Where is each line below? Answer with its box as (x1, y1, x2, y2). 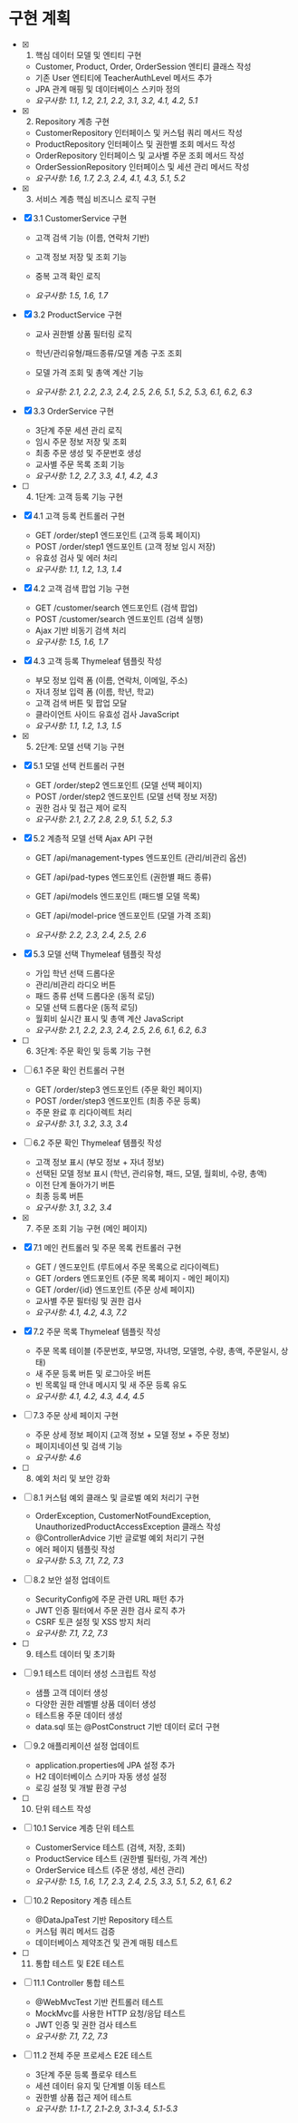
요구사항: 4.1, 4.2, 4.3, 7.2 (34, 1307, 128, 1318)
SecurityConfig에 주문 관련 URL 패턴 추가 (34, 1593, 185, 1604)
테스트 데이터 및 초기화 (34, 1648, 116, 1660)
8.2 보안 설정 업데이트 (33, 1574, 111, 1585)
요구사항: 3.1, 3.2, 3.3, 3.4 (34, 1117, 129, 1129)
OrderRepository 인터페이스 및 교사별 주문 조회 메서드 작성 (34, 150, 245, 161)
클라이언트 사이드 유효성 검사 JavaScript (34, 708, 180, 719)
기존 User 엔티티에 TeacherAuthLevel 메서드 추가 (34, 72, 213, 83)
